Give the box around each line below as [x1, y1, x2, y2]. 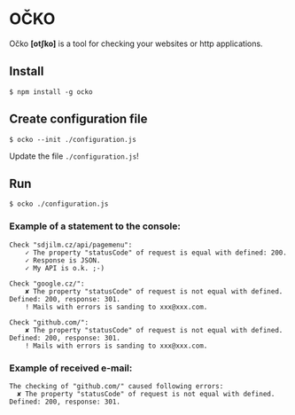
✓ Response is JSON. [25, 255, 101, 265]
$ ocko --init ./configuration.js [9, 135, 137, 144]
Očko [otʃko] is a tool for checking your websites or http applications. [9, 38, 263, 49]
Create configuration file [9, 112, 148, 127]
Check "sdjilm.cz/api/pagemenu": [9, 240, 133, 249]
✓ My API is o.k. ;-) [25, 263, 105, 272]
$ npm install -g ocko [9, 87, 93, 97]
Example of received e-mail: [9, 362, 133, 374]
